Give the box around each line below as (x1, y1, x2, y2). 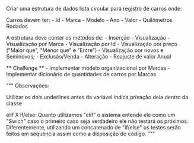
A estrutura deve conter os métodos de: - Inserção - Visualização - (6, 34, 170, 41)
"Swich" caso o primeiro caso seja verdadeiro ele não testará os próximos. (6, 118, 189, 125)
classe (6, 100, 23, 107)
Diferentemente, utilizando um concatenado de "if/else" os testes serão (6, 124, 181, 131)
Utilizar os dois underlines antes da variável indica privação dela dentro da (6, 94, 189, 100)
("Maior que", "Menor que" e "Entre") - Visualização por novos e (6, 47, 164, 54)
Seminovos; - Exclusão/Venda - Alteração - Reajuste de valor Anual (6, 53, 171, 60)
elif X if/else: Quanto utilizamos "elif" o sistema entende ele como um (6, 112, 176, 118)
